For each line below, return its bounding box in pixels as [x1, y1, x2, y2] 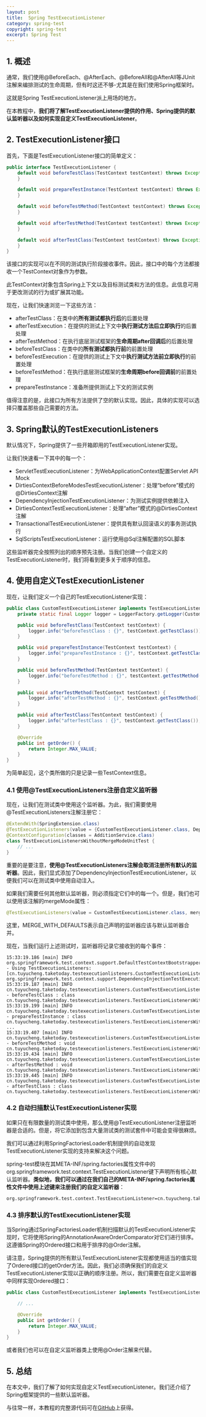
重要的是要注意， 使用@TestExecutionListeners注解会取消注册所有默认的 [6, 861, 192, 868]
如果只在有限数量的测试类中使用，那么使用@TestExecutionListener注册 [6, 1118, 186, 1126]
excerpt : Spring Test [6, 32, 62, 38]
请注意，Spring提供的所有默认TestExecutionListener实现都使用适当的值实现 [6, 1255, 197, 1262]
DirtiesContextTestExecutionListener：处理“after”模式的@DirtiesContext [15, 505, 198, 512]
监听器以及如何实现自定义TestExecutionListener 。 [11, 115, 141, 122]
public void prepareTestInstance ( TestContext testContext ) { [17, 644, 177, 651]
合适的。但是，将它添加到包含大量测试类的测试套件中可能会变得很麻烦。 [17, 1126, 200, 1134]
